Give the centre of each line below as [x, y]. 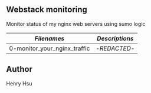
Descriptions [115, 38]
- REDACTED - [115, 48]
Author [19, 69]
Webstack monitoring [47, 10]
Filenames [50, 38]
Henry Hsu [19, 83]
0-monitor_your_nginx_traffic [50, 48]
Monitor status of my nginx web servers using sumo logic [76, 24]
